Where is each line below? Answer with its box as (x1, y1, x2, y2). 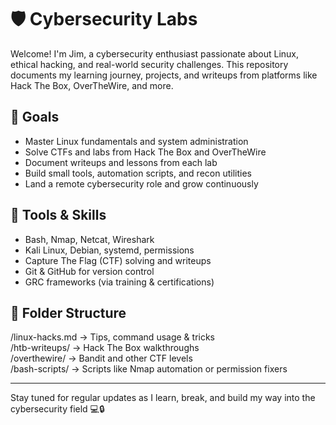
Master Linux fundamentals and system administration (24, 135, 249, 147)
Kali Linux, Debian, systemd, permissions (24, 244, 195, 256)
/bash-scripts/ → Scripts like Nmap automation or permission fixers (10, 363, 288, 375)
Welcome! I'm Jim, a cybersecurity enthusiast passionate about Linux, (10, 47, 300, 60)
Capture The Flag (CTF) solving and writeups (24, 254, 212, 266)
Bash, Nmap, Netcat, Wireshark (24, 233, 155, 245)
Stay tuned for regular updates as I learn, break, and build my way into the (10, 392, 316, 404)
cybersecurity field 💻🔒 (10, 403, 105, 415)
